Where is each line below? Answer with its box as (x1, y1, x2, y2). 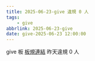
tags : (6, 14, 20, 20)
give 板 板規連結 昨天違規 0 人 (6, 48, 80, 56)
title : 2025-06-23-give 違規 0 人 (6, 8, 89, 15)
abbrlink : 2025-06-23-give (6, 25, 73, 32)
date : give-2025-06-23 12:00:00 (6, 31, 86, 37)
